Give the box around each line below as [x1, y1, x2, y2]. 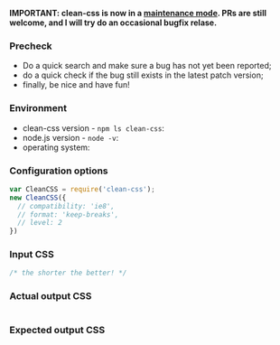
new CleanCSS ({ [9, 193, 67, 202]
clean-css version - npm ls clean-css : [22, 122, 165, 134]
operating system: [22, 142, 90, 153]
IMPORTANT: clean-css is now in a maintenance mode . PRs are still [9, 8, 267, 18]
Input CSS [9, 248, 54, 261]
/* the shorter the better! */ [9, 268, 127, 278]
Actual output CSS [9, 290, 92, 303]
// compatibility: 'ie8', [17, 201, 116, 210]
